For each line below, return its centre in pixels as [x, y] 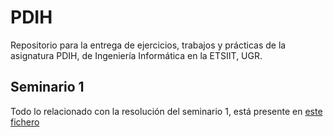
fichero [25, 122]
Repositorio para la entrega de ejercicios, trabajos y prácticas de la [148, 45]
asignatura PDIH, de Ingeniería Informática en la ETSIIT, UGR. [136, 55]
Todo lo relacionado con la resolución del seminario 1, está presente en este [166, 111]
